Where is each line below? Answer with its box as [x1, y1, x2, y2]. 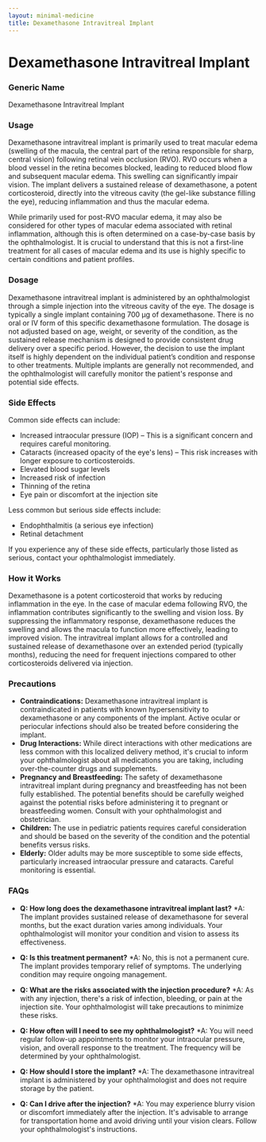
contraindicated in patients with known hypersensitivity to [19, 705, 209, 715]
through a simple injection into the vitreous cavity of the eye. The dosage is [8, 301, 255, 310]
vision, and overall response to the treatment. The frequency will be [19, 1043, 241, 1052]
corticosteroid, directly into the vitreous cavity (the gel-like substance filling [8, 189, 256, 198]
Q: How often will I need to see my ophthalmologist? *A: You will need [19, 1026, 254, 1035]
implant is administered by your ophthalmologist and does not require [19, 1075, 248, 1085]
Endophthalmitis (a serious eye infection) [19, 520, 154, 530]
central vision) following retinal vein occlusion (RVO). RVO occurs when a [8, 154, 248, 164]
